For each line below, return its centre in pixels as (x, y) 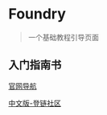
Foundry (37, 14)
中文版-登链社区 (35, 103)
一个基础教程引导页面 (63, 37)
